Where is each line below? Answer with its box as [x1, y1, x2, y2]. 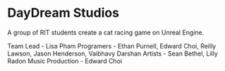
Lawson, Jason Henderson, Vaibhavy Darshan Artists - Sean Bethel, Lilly [7, 49, 219, 58]
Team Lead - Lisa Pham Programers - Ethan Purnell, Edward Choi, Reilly [7, 41, 217, 50]
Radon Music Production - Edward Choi [7, 56, 122, 65]
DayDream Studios [7, 5, 120, 21]
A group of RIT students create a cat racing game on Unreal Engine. [7, 28, 205, 37]
